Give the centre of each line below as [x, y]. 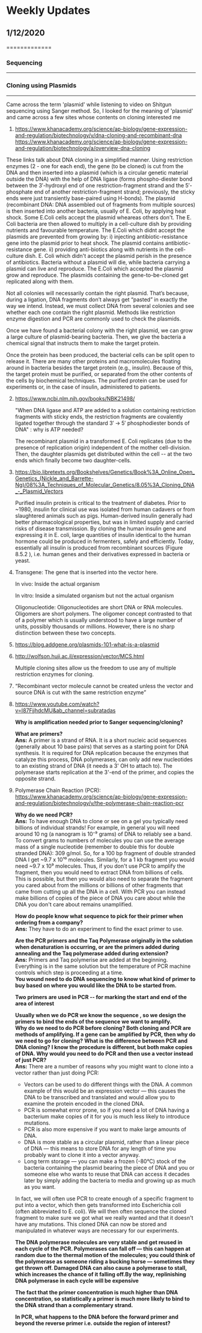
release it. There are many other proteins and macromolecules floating [93, 361]
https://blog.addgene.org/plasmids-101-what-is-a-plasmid [87, 644]
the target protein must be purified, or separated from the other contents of [99, 374]
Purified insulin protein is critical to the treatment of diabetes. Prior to [100, 503]
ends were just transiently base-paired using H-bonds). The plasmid [91, 198]
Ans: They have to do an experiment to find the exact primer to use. [99, 929]
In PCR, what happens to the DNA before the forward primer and [96, 1317]
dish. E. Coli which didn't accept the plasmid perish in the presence [108, 256]
